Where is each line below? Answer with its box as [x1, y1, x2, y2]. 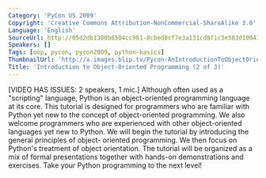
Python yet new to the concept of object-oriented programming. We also [8, 110, 245, 119]
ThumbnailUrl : [8, 56, 55, 64]
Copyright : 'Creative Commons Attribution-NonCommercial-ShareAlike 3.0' [8, 19, 257, 27]
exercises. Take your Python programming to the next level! [8, 160, 203, 170]
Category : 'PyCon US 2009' [8, 11, 97, 20]
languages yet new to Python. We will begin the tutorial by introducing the [8, 127, 249, 136]
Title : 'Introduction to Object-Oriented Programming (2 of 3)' [8, 63, 225, 71]
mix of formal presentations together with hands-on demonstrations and [8, 152, 244, 161]
